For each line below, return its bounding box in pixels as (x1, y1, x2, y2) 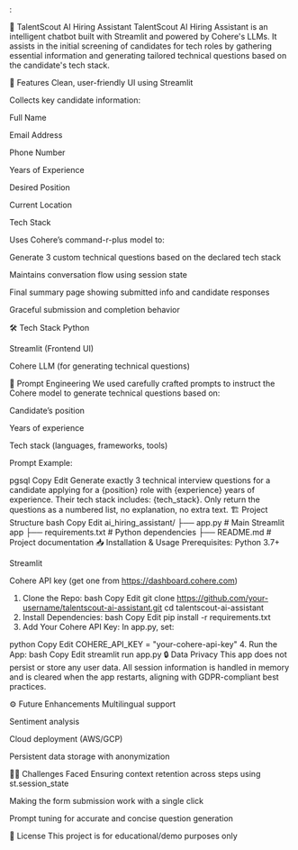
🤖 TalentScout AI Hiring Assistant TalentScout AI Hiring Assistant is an (9, 22, 268, 32)
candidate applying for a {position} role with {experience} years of (9, 485, 255, 495)
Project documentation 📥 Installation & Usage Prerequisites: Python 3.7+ (9, 537, 281, 547)
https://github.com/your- (176, 593, 268, 603)
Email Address (9, 130, 63, 140)
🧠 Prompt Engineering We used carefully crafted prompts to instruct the (9, 379, 275, 388)
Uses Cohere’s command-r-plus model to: (9, 234, 165, 245)
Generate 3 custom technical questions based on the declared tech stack (9, 252, 282, 262)
